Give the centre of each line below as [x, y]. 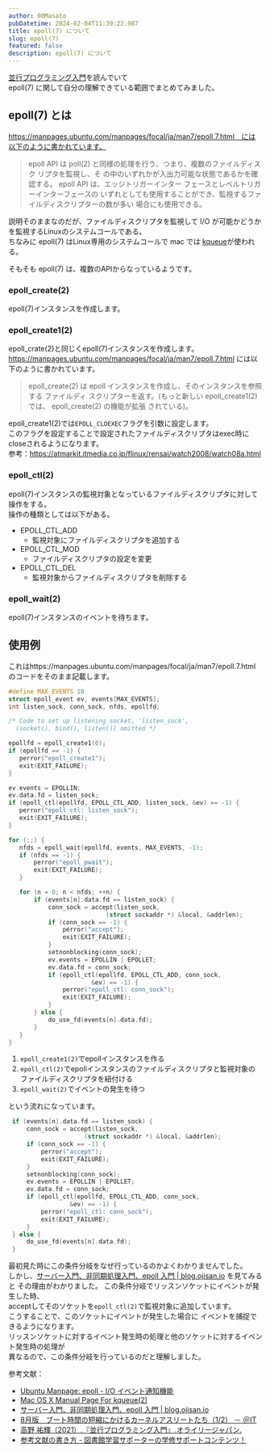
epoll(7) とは [40, 115]
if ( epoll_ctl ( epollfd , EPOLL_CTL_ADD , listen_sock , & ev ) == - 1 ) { [124, 803]
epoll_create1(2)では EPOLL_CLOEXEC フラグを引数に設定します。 [111, 423]
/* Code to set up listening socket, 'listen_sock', [99, 721]
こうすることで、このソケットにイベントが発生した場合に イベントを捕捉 [129, 1316]
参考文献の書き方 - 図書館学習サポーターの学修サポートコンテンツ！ [133, 1440]
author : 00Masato [37, 16]
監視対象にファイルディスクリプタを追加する [106, 540]
